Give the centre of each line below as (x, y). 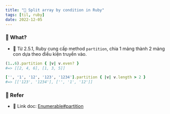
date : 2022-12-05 (24, 19)
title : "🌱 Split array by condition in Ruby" (55, 10)
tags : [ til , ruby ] (25, 15)
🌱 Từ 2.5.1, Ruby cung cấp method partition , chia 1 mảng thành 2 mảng (89, 49)
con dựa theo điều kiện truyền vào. (50, 54)
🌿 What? (16, 37)
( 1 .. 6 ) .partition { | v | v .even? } (42, 63)
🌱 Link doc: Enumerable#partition (48, 106)
